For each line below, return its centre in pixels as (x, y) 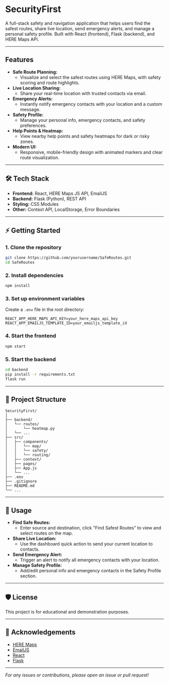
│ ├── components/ (27, 442)
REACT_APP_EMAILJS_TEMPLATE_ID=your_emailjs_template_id (66, 323)
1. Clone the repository (33, 247)
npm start (16, 346)
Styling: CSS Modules (35, 204)
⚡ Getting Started (33, 230)
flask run (16, 379)
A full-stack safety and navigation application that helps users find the (78, 23)
